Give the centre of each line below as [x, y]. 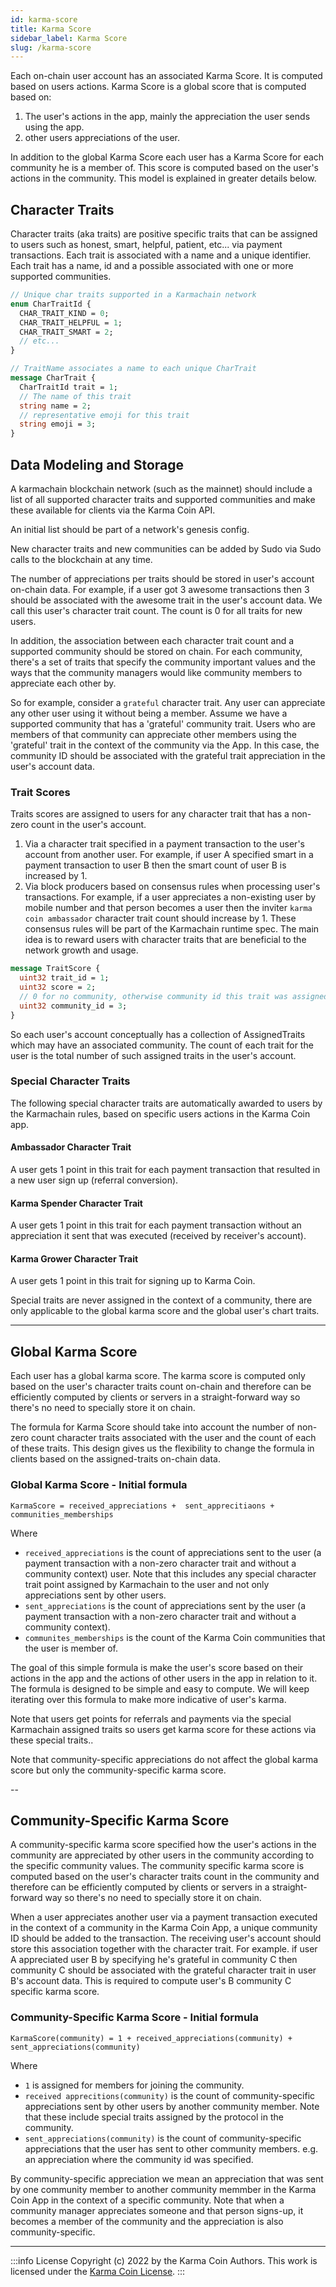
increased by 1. [56, 876]
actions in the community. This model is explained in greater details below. [163, 178]
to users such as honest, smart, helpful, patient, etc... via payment [146, 245]
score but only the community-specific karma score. [118, 1770]
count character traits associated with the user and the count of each [174, 1438]
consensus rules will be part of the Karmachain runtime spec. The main [172, 929]
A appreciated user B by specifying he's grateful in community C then [154, 1960]
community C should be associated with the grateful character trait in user [163, 1970]
